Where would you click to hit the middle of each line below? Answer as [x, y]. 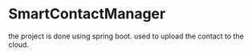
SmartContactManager [87, 14]
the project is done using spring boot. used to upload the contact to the [126, 36]
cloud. [19, 44]
